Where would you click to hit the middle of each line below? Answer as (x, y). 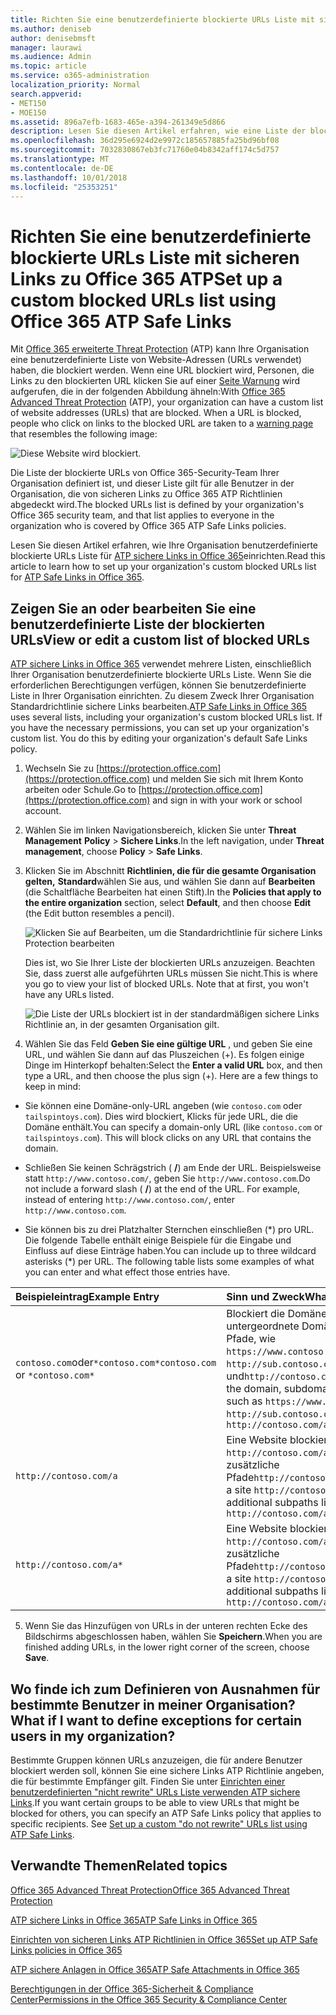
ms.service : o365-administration (80, 76)
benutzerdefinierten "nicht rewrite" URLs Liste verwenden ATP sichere (155, 1792)
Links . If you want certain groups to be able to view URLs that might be (155, 1802)
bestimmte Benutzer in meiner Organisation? (153, 1704)
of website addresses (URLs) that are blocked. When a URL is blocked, (156, 413)
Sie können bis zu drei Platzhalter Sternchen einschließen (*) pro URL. (169, 1230)
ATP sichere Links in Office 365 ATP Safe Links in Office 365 (134, 1920)
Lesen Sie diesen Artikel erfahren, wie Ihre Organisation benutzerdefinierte (164, 545)
